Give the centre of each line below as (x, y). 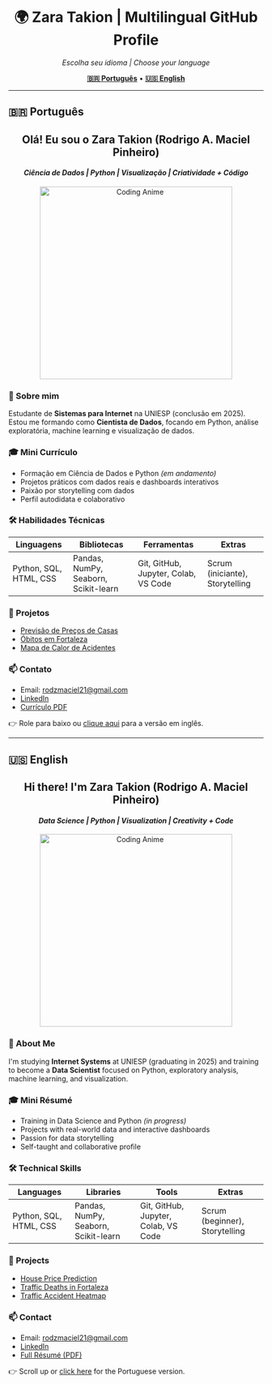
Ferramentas (168, 544)
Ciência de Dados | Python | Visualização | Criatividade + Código (136, 173)
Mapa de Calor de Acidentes (68, 648)
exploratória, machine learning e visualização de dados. (102, 431)
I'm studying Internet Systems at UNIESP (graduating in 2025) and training (134, 1061)
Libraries (104, 1193)
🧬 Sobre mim (34, 396)
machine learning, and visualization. (68, 1078)
